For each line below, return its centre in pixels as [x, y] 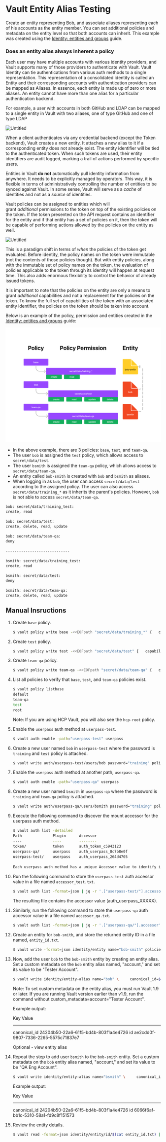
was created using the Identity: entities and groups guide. [64, 38]
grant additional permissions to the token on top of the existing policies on [81, 209]
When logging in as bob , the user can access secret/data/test [76, 481]
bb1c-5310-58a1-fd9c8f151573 [44, 1115]
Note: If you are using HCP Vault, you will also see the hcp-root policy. [84, 719]
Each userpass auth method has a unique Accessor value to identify [84, 867]
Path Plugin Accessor [55, 836]
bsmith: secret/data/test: [33, 575]
